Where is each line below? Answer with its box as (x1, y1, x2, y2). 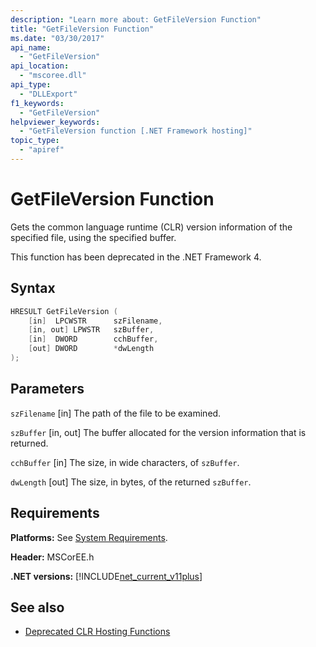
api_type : (10, 80, 52, 90)
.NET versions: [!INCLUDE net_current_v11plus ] (10, 570, 203, 582)
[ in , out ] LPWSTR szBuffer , (28, 325, 155, 335)
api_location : (10, 61, 70, 71)
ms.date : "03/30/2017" (10, 33, 105, 43)
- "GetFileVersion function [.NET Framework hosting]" (19, 126, 253, 136)
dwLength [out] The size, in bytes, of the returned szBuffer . (10, 476, 252, 488)
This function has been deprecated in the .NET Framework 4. (10, 251, 262, 263)
